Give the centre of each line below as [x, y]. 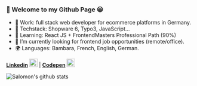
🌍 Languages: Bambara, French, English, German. [77, 48]
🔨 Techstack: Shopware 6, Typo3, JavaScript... [72, 29]
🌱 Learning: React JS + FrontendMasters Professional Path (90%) [96, 35]
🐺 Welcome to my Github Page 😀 [55, 10]
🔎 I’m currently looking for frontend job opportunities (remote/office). [100, 42]
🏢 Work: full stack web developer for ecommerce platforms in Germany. [103, 23]
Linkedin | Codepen [36, 65]
